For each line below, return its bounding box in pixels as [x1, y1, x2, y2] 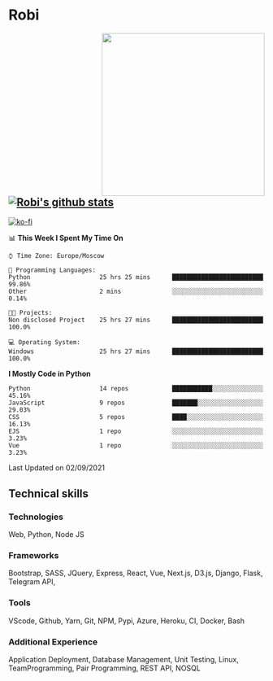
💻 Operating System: [8, 338, 81, 347]
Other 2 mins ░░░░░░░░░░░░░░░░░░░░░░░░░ [8, 287, 264, 296]
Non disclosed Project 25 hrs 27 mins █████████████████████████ [8, 316, 264, 325]
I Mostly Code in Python [8, 369, 91, 379]
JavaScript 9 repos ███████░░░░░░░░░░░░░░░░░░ [8, 399, 264, 408]
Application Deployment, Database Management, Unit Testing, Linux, [8, 654, 240, 664]
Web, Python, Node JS [8, 530, 84, 539]
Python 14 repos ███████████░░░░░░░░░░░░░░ [8, 385, 264, 393]
